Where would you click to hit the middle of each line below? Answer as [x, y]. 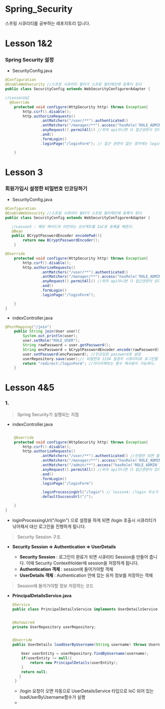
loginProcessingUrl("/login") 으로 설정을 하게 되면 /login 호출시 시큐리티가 [84, 520]
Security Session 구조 [39, 537]
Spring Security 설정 [29, 60]
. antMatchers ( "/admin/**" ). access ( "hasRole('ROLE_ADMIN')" [102, 465]
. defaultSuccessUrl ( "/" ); [67, 497]
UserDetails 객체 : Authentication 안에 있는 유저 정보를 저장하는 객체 [86, 575]
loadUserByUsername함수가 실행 [52, 697]
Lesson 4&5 [30, 388]
